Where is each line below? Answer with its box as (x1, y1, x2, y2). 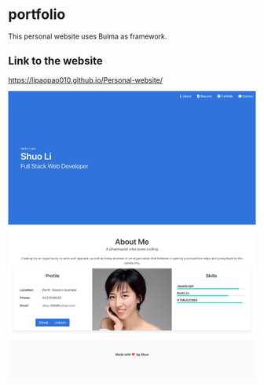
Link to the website (8, 54, 104, 68)
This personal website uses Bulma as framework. (8, 31, 167, 41)
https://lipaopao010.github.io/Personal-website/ (8, 75, 163, 84)
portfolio (8, 6, 66, 24)
